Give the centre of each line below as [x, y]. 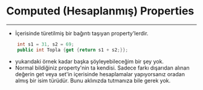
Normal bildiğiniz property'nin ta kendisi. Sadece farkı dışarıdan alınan [102, 68]
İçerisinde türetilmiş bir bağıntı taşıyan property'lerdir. [82, 33]
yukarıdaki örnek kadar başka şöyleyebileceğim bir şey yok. [89, 61]
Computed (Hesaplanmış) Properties [100, 11]
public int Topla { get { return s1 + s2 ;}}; [73, 50]
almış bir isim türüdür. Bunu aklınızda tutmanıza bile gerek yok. [93, 80]
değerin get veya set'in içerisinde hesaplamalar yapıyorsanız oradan [100, 74]
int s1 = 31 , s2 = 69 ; [46, 44]
